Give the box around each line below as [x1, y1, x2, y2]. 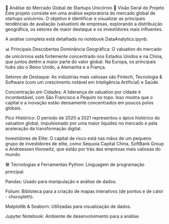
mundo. [5, 151, 21, 157]
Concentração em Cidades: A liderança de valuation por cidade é [5, 89, 141, 95]
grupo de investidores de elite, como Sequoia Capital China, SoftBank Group [5, 141, 164, 146]
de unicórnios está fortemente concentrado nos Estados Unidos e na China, [5, 53, 163, 59]
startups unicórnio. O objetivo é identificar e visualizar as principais [5, 16, 145, 21]
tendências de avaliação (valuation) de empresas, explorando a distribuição [5, 21, 163, 27]
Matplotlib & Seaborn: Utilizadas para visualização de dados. [5, 203, 132, 209]
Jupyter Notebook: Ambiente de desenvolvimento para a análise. [5, 213, 140, 219]
